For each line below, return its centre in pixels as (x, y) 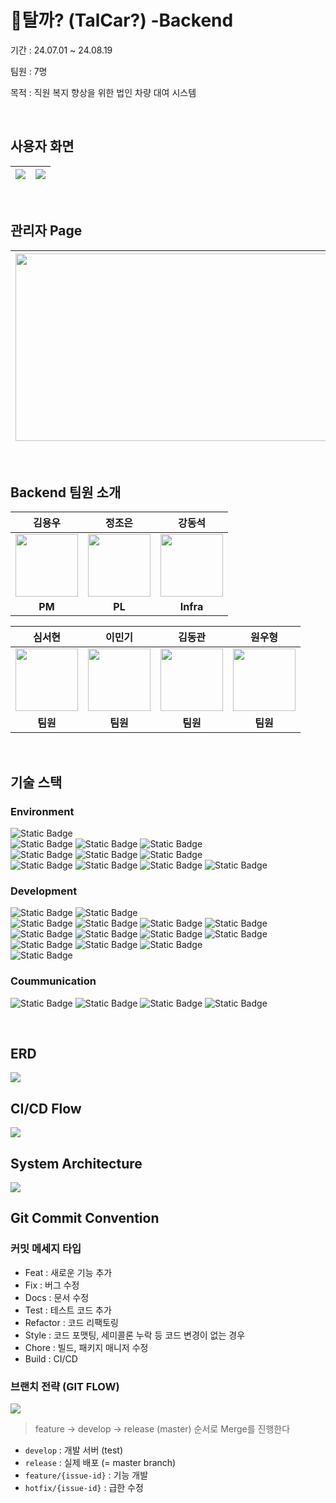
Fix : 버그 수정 (52, 1285)
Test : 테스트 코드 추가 (68, 1310)
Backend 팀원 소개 (66, 492)
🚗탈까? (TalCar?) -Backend (122, 20)
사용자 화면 (42, 146)
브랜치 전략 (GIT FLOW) (65, 1386)
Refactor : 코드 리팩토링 (71, 1322)
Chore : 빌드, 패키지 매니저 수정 (86, 1347)
